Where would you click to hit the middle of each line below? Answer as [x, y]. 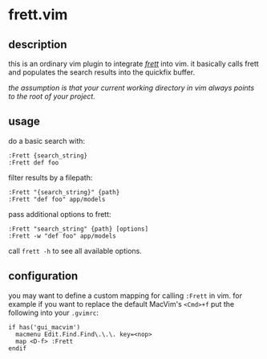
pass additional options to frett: [60, 214]
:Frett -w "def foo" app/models [62, 236]
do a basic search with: [47, 141]
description [38, 45]
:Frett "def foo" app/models [57, 199]
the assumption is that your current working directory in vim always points [131, 88]
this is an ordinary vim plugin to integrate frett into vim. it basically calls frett [133, 63]
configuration [43, 276]
